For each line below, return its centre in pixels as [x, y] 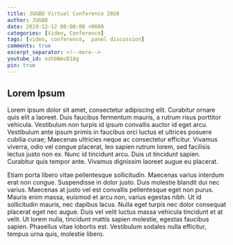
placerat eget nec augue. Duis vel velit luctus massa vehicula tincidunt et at [115, 212]
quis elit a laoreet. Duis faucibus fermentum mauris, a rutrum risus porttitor [114, 117]
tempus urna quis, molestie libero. [56, 234]
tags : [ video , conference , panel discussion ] [76, 40]
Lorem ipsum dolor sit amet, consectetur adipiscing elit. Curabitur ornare [111, 110]
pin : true [22, 65]
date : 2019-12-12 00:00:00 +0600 [56, 26]
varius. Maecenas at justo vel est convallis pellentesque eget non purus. [111, 190]
